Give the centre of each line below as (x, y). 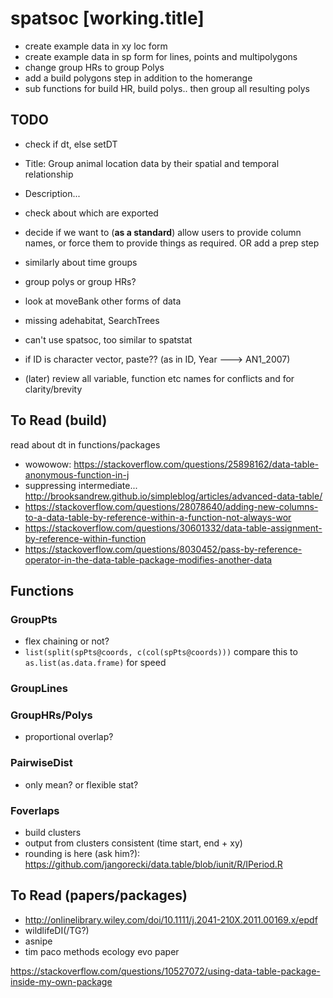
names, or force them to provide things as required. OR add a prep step (172, 243)
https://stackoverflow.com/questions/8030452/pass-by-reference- (163, 549)
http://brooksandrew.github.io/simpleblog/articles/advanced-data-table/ (173, 496)
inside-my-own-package (61, 981)
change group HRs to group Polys (94, 67)
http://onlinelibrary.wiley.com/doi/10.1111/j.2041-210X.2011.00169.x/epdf (171, 919)
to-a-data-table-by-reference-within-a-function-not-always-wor (158, 517)
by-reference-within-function (85, 538)
